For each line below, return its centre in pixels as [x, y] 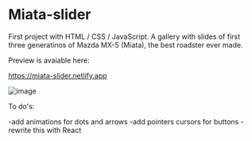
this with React [57, 130]
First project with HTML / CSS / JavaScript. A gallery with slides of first [124, 36]
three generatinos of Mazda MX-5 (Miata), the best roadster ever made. [126, 44]
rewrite [20, 130]
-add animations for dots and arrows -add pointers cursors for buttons [124, 121]
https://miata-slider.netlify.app [58, 75]
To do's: [21, 106]
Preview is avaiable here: [49, 60]
